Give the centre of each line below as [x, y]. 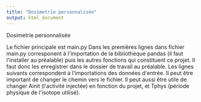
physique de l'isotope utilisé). [43, 92]
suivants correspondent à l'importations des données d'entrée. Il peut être [100, 73]
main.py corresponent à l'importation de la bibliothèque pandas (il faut [95, 53]
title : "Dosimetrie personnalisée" [52, 12]
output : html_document [35, 18]
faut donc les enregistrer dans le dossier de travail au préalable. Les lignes [100, 66]
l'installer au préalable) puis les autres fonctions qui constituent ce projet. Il [101, 60]
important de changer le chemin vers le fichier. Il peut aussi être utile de [97, 79]
